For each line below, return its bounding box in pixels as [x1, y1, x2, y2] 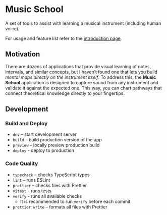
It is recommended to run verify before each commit [20, 198, 131, 204]
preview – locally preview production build [12, 142, 100, 148]
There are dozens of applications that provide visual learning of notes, [5, 63, 151, 69]
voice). [5, 25, 20, 31]
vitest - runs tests [12, 188, 52, 194]
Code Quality [5, 160, 38, 167]
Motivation [5, 50, 40, 59]
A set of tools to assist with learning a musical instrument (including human [5, 20, 161, 26]
